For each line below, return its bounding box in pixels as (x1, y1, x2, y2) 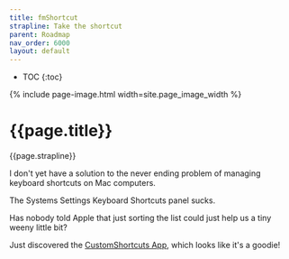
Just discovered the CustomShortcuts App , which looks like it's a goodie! (9, 240, 281, 251)
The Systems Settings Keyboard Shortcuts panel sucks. (9, 195, 216, 206)
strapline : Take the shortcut (9, 22, 123, 31)
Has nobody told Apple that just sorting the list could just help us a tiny (9, 213, 272, 224)
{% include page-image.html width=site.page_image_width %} (9, 89, 242, 100)
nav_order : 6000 (9, 38, 70, 48)
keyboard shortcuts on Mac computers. (9, 178, 156, 189)
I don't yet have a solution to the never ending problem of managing (9, 168, 261, 179)
